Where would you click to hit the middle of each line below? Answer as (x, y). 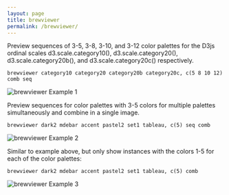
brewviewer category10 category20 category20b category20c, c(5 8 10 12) (115, 73)
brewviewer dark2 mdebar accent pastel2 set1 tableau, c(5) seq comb (109, 125)
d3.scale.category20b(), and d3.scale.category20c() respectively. (100, 61)
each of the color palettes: (44, 158)
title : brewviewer (33, 20)
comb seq (20, 79)
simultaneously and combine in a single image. (73, 113)
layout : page (26, 13)
